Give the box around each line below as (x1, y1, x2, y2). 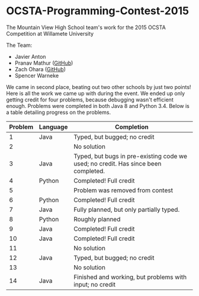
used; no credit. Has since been (73, 159, 162, 167)
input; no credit (73, 280, 116, 288)
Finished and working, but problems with (73, 273, 187, 281)
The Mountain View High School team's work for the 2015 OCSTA (6, 24, 166, 31)
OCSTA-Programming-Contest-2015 (6, 4, 190, 18)
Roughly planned (73, 215, 121, 223)
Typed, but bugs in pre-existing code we (73, 152, 188, 160)
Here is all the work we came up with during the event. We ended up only (6, 90, 185, 97)
